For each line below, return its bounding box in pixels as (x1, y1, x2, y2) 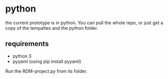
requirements (5, 40, 49, 48)
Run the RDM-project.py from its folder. (5, 68, 88, 74)
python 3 (12, 53, 32, 59)
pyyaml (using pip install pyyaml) (12, 58, 81, 64)
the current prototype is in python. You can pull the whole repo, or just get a (5, 20, 163, 26)
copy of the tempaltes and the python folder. (5, 25, 99, 31)
